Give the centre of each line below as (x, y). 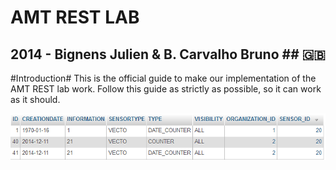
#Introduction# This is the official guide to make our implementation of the (163, 78)
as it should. (35, 99)
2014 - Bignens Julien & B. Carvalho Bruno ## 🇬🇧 (168, 54)
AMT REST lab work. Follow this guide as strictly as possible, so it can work (166, 89)
